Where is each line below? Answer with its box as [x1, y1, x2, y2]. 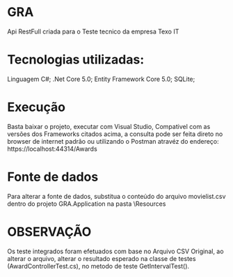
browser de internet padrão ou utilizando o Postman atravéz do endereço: [7, 137, 219, 145]
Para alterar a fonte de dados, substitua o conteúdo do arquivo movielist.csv [7, 192, 226, 200]
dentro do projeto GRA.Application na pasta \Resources [7, 200, 166, 208]
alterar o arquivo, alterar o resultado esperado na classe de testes [7, 254, 196, 262]
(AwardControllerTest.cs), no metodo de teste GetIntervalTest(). [7, 262, 190, 270]
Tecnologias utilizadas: [7, 52, 145, 68]
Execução [7, 99, 66, 115]
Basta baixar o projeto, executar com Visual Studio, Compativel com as [7, 122, 211, 130]
